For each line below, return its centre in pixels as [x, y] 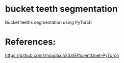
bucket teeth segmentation [62, 9]
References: [30, 42]
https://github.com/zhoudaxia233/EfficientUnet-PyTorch [62, 55]
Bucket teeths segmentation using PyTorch [49, 22]
